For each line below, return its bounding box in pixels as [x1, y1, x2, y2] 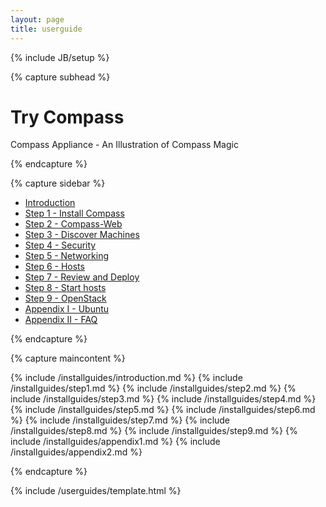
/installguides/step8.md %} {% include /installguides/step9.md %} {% [10, 425, 298, 437]
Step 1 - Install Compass [24, 207, 125, 220]
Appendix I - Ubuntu [24, 303, 110, 315]
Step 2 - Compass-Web [24, 218, 123, 230]
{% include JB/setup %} [10, 51, 110, 63]
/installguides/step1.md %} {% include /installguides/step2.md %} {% [10, 382, 297, 395]
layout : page [10, 14, 65, 25]
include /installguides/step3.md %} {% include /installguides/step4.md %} [10, 393, 317, 405]
